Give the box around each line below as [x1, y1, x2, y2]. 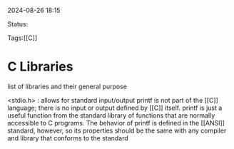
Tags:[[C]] [7, 34, 38, 42]
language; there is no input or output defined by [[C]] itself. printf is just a [7, 103, 223, 112]
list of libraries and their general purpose [7, 82, 127, 91]
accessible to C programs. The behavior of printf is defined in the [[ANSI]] [7, 118, 225, 127]
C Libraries [7, 58, 73, 75]
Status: [7, 20, 29, 28]
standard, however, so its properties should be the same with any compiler [7, 126, 227, 135]
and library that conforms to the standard [7, 133, 128, 142]
